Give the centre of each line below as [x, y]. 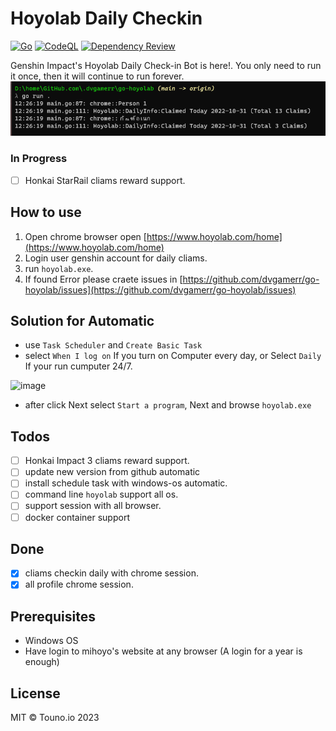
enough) [42, 662]
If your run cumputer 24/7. [78, 366]
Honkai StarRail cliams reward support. [105, 180]
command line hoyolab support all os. [101, 494]
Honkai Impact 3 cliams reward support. [107, 461]
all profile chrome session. [79, 584]
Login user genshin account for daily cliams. [116, 258]
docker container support [77, 517]
